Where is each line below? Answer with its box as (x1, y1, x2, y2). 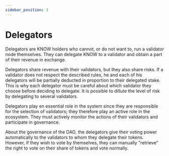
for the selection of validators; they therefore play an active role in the (5, 108, 150, 114)
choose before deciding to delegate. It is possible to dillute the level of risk (5, 88, 160, 94)
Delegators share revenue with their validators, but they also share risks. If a (5, 66, 163, 72)
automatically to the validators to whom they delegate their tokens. (5, 134, 144, 140)
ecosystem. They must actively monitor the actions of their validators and (5, 114, 158, 120)
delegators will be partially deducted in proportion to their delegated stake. (5, 77, 160, 83)
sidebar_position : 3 (5, 7, 49, 13)
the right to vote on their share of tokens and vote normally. (5, 145, 129, 151)
